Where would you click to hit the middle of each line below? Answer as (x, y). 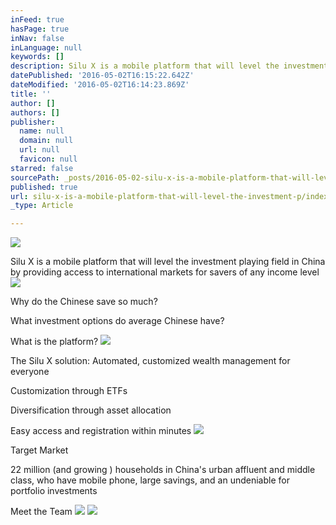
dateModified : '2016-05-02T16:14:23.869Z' (100, 85)
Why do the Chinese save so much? (84, 302)
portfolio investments (54, 491)
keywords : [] (37, 57)
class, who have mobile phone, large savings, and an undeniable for (150, 480)
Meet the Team (41, 512)
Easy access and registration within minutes (101, 431)
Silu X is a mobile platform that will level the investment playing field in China (168, 262)
